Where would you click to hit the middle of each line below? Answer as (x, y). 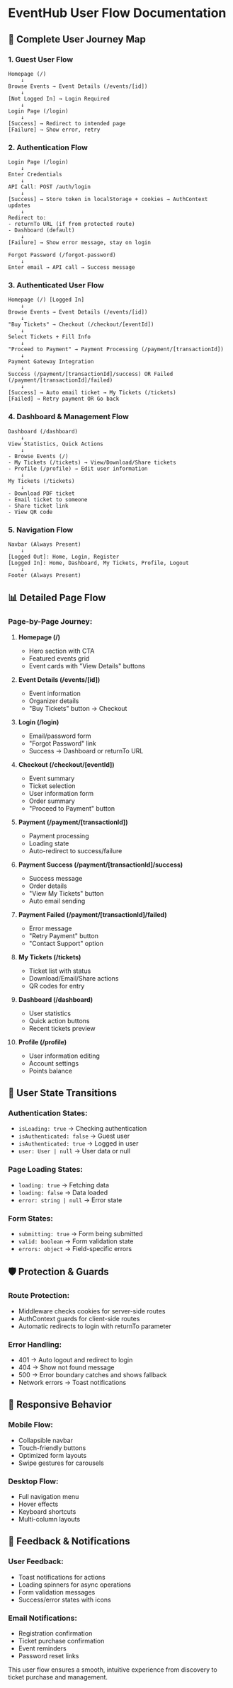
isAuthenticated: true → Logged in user (78, 1144)
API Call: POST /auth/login (50, 187)
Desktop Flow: (33, 1481)
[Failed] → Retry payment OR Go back (64, 399)
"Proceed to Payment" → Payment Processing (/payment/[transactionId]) (116, 349)
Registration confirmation (55, 1633)
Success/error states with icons (65, 1599)
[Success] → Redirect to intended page (67, 123)
